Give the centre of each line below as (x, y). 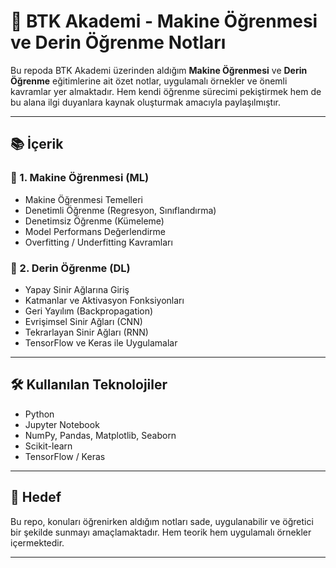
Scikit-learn (48, 446)
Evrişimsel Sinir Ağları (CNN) (83, 321)
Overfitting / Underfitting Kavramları (98, 242)
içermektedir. (37, 542)
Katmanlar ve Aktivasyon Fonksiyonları (104, 300)
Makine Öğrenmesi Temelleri (83, 199)
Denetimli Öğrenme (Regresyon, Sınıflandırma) (120, 210)
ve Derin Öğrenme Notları (118, 42)
